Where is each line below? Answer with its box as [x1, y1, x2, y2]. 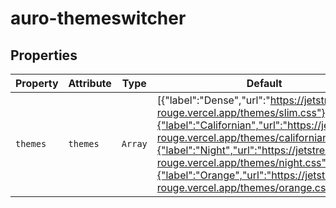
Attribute [68, 77, 112, 90]
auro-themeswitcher [10, 7, 187, 30]
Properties [10, 47, 78, 64]
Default [246, 77, 283, 90]
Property [15, 77, 59, 90]
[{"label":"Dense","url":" [156, 93, 271, 107]
